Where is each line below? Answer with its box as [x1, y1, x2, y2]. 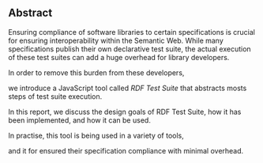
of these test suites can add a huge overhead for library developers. [8, 52, 230, 62]
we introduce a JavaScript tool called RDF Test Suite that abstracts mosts [8, 83, 247, 93]
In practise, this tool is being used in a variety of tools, [8, 131, 184, 140]
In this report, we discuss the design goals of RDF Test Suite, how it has [8, 107, 242, 116]
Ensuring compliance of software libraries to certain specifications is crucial [8, 27, 255, 36]
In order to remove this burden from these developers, [8, 67, 185, 78]
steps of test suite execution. [8, 91, 103, 101]
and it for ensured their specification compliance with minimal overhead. [8, 146, 244, 155]
